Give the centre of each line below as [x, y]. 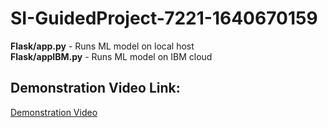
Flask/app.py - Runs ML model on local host [102, 46]
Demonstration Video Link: [95, 88]
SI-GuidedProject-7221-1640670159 [164, 18]
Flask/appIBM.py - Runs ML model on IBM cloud [111, 56]
